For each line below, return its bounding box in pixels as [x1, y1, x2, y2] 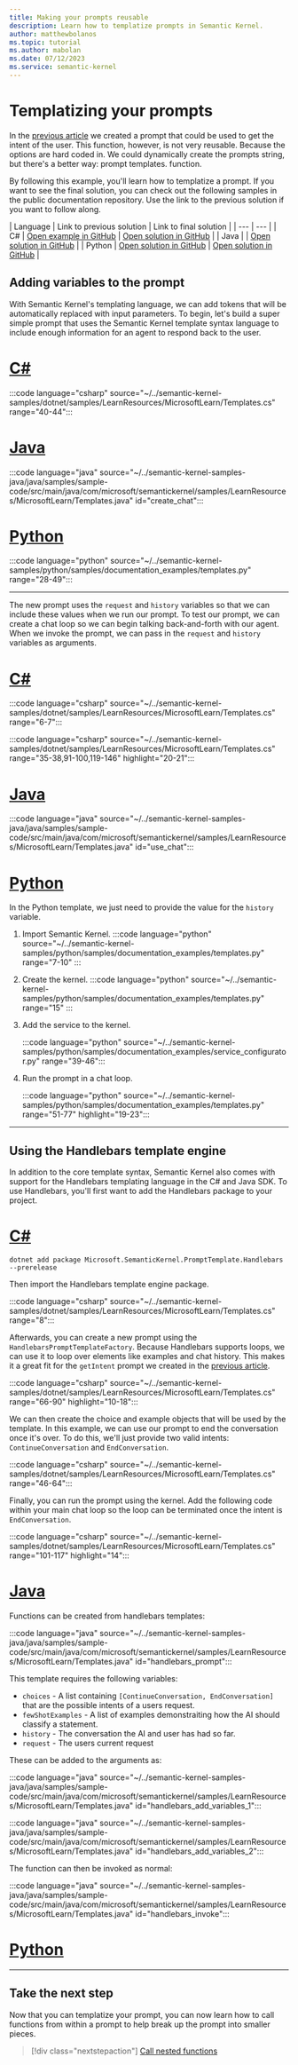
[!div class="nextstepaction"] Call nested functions [30, 2045, 218, 2056]
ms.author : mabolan [9, 46, 82, 55]
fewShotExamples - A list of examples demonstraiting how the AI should [21, 1709, 280, 1720]
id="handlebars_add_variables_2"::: [135, 1846, 264, 1856]
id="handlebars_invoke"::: [135, 1908, 231, 1919]
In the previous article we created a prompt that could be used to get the [9, 130, 275, 140]
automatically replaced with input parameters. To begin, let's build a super [9, 308, 280, 319]
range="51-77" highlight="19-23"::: [21, 1109, 151, 1120]
